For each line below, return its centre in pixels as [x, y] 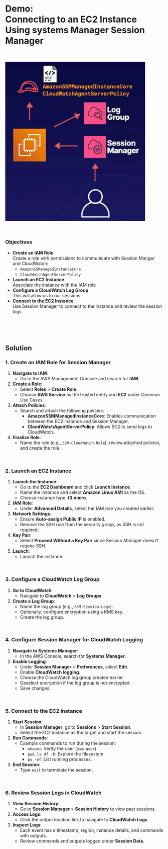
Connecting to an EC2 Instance [71, 19]
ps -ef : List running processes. [60, 759]
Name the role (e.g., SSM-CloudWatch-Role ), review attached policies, [90, 443]
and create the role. [40, 448]
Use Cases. [32, 400]
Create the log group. [42, 617]
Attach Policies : [29, 405]
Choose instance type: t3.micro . [54, 498]
